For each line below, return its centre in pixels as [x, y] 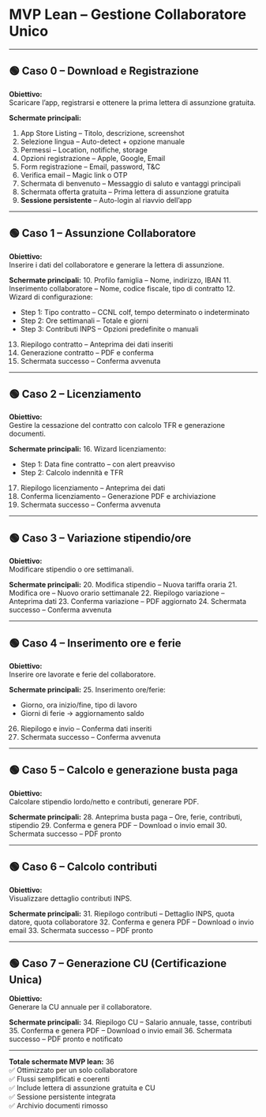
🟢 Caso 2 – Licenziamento [75, 394]
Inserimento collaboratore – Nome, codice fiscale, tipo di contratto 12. [122, 288]
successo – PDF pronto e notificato [66, 1039]
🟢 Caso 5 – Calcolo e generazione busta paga [124, 770]
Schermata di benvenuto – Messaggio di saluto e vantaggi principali [131, 183]
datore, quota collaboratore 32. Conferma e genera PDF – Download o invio [132, 922]
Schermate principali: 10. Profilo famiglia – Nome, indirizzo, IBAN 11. [120, 280]
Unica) [26, 980]
